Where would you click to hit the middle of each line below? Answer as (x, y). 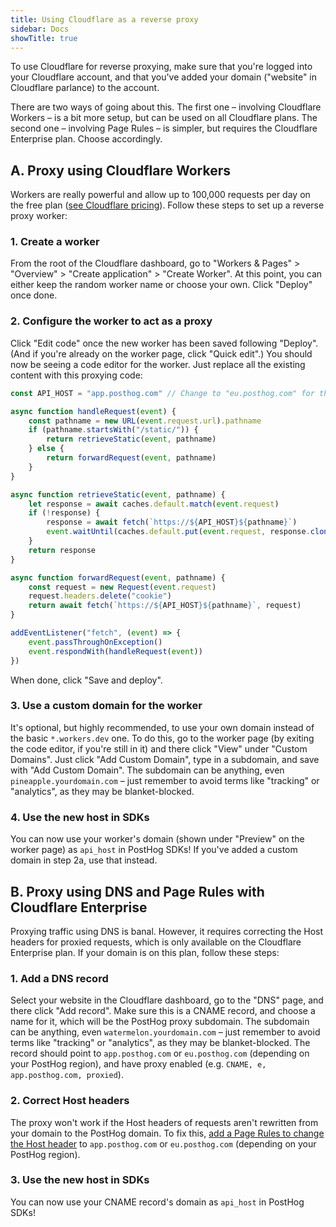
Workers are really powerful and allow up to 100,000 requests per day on (160, 195)
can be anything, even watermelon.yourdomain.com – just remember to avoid (165, 1032)
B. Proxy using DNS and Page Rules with (137, 891)
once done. (34, 295)
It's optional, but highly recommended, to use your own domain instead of (162, 727)
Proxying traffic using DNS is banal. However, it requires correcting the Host (167, 931)
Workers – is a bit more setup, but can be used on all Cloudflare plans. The (164, 118)
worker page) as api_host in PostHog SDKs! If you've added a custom (154, 850)
